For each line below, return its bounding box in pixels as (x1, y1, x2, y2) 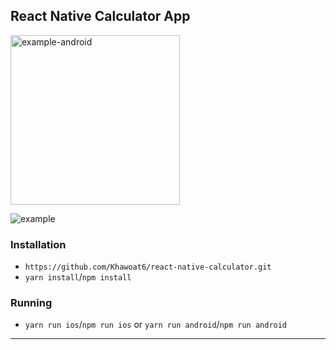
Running (10, 296, 53, 310)
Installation (10, 237, 67, 251)
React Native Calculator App (10, 8, 191, 25)
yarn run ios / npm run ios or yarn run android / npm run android (24, 319, 288, 331)
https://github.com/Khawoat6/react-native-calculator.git (24, 262, 272, 273)
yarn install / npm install (24, 271, 132, 283)
